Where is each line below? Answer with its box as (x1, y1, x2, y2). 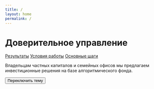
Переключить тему (7, 78, 43, 83)
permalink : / (5, 16, 32, 21)
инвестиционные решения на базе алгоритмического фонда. (5, 68, 133, 73)
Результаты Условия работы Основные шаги (5, 53, 98, 59)
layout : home (5, 12, 32, 17)
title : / (5, 7, 23, 12)
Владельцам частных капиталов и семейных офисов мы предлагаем (5, 63, 150, 69)
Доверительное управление (5, 37, 128, 48)
